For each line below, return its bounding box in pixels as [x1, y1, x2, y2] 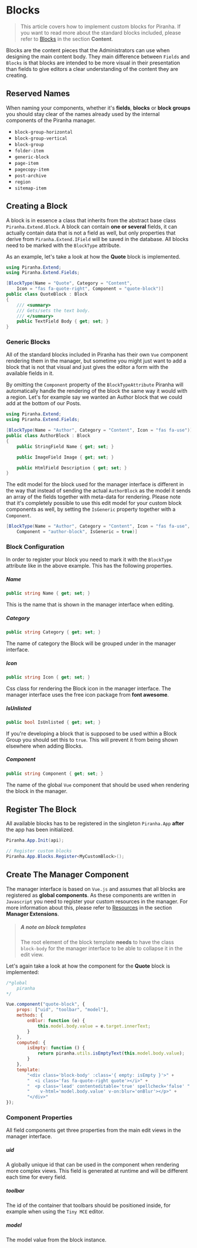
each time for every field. [6, 1174, 67, 1181]
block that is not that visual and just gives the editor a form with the [6, 364, 169, 371]
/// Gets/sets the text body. [16, 307, 91, 314]
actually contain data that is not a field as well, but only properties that [6, 229, 176, 236]
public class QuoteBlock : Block [6, 291, 88, 297]
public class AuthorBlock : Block [6, 433, 91, 439]
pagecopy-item [14, 167, 49, 172]
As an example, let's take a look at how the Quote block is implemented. [6, 253, 181, 260]
